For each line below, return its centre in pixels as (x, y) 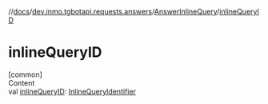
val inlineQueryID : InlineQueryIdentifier (72, 91)
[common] (25, 74)
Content (22, 82)
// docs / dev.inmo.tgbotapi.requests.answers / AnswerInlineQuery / (114, 12)
